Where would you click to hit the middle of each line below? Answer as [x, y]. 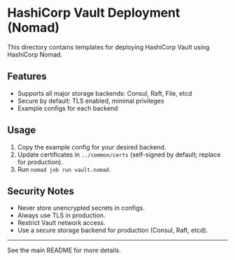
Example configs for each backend [67, 108]
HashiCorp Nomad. [35, 55]
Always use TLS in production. [61, 215]
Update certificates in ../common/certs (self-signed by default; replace [119, 154]
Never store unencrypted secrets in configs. [81, 208]
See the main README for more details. [64, 250]
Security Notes [41, 191]
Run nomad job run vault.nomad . [64, 169]
